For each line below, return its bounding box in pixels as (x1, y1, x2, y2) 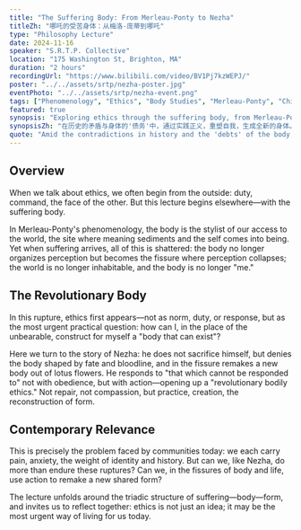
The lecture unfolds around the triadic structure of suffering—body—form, (9, 491, 284, 503)
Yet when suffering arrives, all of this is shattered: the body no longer (9, 243, 265, 253)
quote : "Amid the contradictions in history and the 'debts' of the (9, 130, 271, 139)
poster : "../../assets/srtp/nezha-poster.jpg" (9, 80, 186, 89)
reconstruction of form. (9, 396, 96, 407)
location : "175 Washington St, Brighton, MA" (9, 55, 182, 64)
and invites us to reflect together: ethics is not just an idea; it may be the (9, 501, 276, 512)
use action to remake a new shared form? (9, 474, 163, 485)
